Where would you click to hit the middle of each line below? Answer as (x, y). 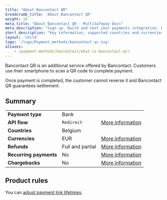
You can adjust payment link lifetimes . (44, 193)
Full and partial (79, 147)
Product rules (27, 180)
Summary (21, 101)
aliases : (14, 47)
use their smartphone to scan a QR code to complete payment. (70, 70)
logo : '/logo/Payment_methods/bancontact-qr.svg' (58, 42)
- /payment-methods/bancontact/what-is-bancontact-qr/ (72, 51)
